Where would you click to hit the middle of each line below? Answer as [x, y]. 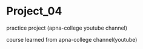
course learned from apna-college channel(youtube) [72, 39]
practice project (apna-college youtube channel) [67, 28]
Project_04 [34, 11]
